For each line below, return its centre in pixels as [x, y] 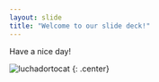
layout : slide [36, 17]
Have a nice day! [40, 51]
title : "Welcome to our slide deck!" [80, 26]
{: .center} [90, 69]
